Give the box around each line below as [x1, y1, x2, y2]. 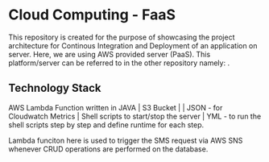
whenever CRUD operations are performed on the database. [8, 143, 209, 154]
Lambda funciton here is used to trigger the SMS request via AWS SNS [8, 135, 243, 145]
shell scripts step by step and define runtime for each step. [8, 119, 205, 130]
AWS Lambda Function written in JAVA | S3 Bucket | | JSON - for [8, 102, 223, 112]
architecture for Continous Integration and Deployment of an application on [8, 40, 258, 50]
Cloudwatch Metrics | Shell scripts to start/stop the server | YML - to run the [8, 111, 262, 121]
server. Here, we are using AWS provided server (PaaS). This [8, 49, 211, 59]
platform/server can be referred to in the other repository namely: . [8, 58, 230, 68]
